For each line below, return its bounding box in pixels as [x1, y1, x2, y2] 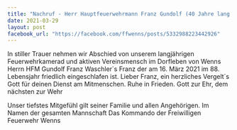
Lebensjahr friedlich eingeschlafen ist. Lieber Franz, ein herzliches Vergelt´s [7, 72, 229, 81]
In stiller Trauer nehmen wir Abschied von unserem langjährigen [7, 50, 195, 58]
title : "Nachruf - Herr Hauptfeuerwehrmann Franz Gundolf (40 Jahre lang [7, 10, 231, 18]
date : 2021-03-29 [7, 17, 59, 24]
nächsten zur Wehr [7, 87, 63, 96]
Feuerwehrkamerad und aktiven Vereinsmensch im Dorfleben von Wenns [7, 58, 221, 66]
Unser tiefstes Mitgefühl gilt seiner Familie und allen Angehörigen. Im [7, 101, 209, 110]
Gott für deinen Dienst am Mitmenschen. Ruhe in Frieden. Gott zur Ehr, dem [7, 80, 228, 89]
